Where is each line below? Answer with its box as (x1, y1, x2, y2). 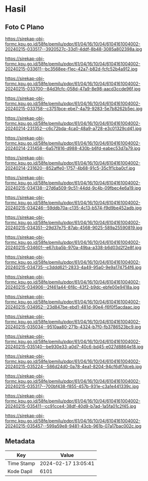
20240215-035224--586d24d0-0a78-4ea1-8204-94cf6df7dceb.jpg (5, 364, 142, 369)
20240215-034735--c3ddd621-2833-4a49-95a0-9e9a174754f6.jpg (5, 265, 142, 270)
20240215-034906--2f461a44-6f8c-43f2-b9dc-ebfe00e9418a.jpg (5, 284, 140, 290)
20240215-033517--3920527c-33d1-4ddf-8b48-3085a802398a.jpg (5, 46, 142, 52)
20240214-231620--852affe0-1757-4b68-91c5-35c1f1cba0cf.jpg (5, 165, 135, 171)
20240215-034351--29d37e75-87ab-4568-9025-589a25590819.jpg (5, 225, 143, 230)
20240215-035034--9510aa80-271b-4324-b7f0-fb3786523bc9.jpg (5, 324, 141, 330)
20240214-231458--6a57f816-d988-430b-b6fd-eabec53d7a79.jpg (5, 146, 140, 151)
